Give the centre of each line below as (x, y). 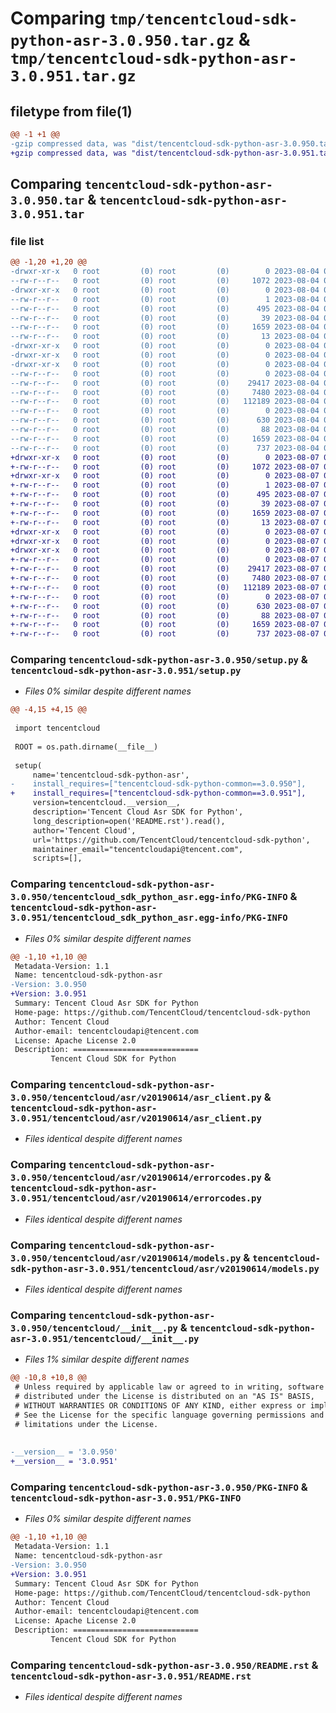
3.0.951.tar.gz (73, 76)
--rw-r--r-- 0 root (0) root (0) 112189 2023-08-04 (165, 402)
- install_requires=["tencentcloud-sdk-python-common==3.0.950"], (158, 784)
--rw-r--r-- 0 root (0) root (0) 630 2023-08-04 (165, 420)
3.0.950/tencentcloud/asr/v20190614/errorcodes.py (136, 1178)
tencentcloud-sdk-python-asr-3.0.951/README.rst (131, 1676)
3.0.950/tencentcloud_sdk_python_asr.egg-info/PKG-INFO (149, 897)
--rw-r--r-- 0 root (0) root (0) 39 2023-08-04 (165, 318)
